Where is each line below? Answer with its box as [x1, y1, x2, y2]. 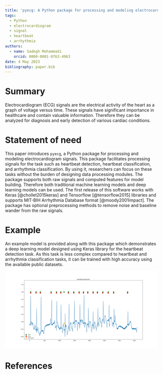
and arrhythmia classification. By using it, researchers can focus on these [5, 166, 152, 172]
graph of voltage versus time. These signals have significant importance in [5, 107, 154, 113]
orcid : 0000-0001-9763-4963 [14, 54, 70, 59]
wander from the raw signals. [5, 207, 64, 214]
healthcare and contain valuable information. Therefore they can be [5, 112, 140, 118]
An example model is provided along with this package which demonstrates [5, 241, 156, 247]
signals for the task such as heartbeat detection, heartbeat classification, [5, 161, 151, 167]
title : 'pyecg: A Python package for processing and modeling [5, 8, 133, 13]
